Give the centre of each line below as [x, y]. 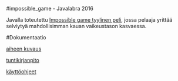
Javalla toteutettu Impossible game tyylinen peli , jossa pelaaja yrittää [89, 20]
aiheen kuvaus [24, 49]
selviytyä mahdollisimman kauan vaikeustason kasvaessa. [76, 26]
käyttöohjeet [21, 72]
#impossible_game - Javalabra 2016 [50, 9]
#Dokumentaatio [26, 37]
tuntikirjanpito [23, 60]
